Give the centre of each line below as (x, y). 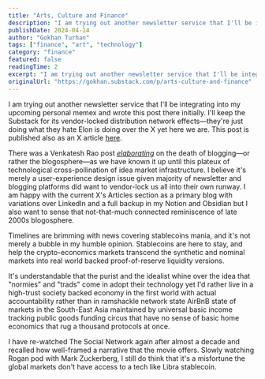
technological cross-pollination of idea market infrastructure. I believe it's (127, 170)
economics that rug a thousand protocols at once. (90, 326)
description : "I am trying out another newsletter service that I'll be (130, 23)
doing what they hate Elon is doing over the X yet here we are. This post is (129, 129)
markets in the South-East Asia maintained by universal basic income (120, 310)
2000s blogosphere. (41, 220)
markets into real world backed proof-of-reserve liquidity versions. (116, 261)
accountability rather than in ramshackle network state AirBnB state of (122, 301)
